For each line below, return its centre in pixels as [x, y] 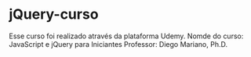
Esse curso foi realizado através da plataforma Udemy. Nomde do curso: [126, 36]
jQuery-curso [54, 14]
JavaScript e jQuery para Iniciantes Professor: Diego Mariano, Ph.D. [118, 44]
